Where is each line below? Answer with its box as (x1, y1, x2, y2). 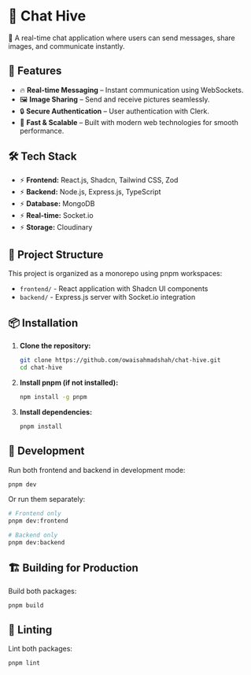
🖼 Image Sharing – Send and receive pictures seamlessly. (19, 94, 210, 104)
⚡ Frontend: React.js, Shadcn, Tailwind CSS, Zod (19, 175, 179, 184)
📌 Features (8, 65, 62, 78)
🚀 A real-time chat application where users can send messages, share (8, 33, 236, 42)
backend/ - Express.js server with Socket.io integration (19, 293, 196, 302)
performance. (19, 126, 65, 135)
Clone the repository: (19, 341, 91, 351)
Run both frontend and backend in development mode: (8, 465, 186, 474)
